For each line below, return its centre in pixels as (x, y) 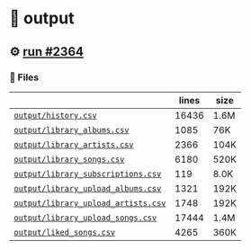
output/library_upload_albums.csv (88, 188)
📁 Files (24, 77)
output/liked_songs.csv (65, 232)
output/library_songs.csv (69, 159)
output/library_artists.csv (74, 144)
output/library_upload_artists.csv (90, 203)
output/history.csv (55, 115)
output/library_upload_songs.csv (85, 218)
